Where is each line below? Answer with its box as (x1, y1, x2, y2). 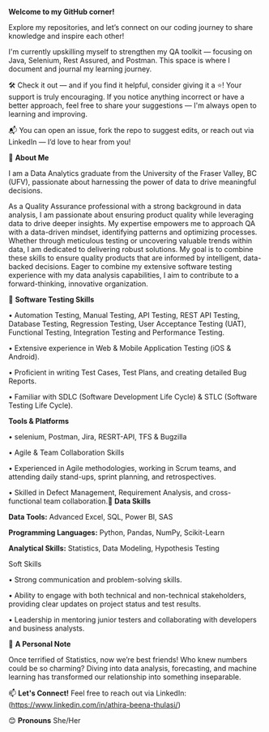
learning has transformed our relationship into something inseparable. (8, 672, 241, 682)
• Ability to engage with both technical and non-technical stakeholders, (8, 591, 247, 600)
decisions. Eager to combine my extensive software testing (35, 262, 233, 271)
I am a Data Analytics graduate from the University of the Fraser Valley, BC (8, 169, 258, 178)
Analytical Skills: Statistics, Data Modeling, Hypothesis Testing (8, 543, 220, 553)
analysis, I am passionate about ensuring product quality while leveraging (8, 210, 254, 220)
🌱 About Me (8, 153, 49, 162)
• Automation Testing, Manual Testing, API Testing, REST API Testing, (8, 310, 241, 319)
